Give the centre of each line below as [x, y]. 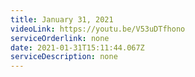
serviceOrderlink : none [60, 38]
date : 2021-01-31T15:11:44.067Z [77, 47]
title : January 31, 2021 [62, 19]
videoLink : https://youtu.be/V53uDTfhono [98, 29]
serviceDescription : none [64, 57]
